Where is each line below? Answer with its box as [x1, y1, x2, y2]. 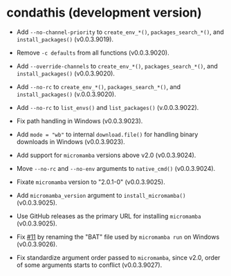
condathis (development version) [6, 5, 202, 21]
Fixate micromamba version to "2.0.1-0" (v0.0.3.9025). [16, 178, 165, 186]
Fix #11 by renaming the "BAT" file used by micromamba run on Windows [16, 232, 220, 241]
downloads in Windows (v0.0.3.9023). [16, 137, 125, 146]
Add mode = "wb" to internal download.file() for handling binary [16, 130, 198, 138]
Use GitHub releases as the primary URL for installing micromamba [16, 212, 201, 220]
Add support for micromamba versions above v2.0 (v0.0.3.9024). [16, 151, 196, 159]
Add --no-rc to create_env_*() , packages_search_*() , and [16, 82, 181, 91]
